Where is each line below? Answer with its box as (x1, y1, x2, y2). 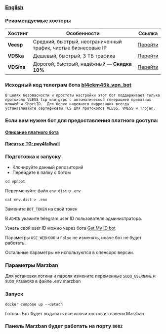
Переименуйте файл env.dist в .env (5, 187, 81, 194)
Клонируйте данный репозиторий (12, 164, 83, 170)
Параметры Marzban (5, 261, 58, 268)
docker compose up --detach (5, 302, 63, 307)
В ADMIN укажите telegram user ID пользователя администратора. (5, 215, 142, 221)
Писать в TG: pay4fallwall (5, 140, 60, 147)
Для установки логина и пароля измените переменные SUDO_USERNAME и (5, 273, 156, 279)
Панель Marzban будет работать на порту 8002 (5, 323, 123, 330)
